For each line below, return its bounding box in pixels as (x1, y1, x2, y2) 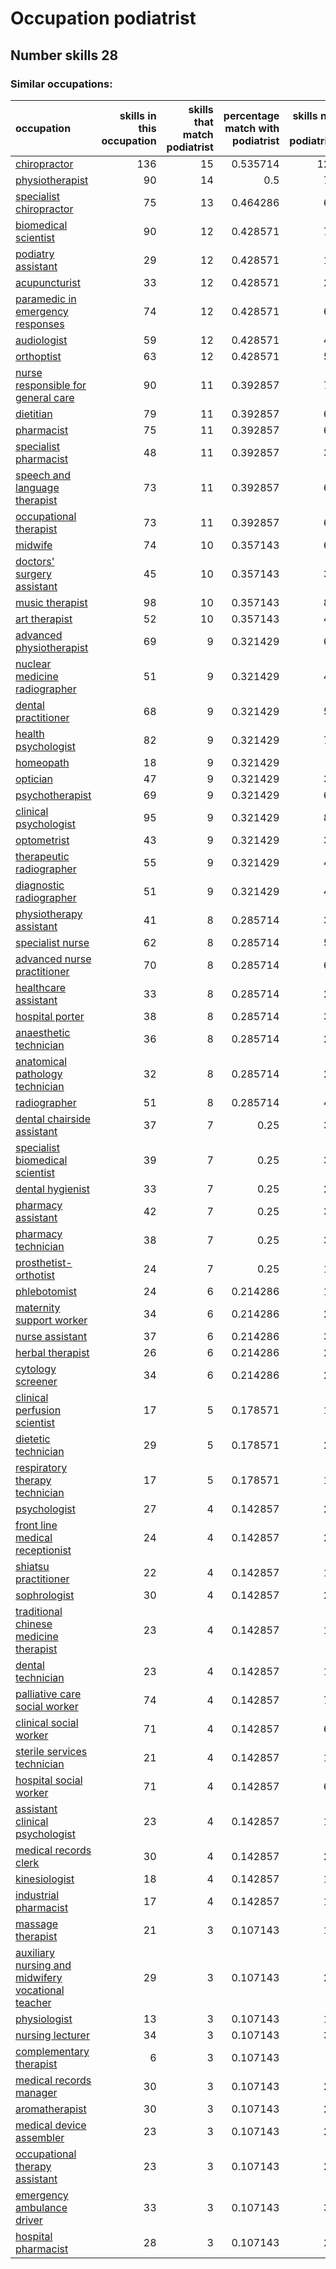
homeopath (15, 755, 70, 769)
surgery (15, 567, 53, 581)
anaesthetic (15, 1025, 71, 1039)
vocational (15, 1983, 65, 1997)
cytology (15, 1362, 57, 1376)
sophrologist (15, 1588, 75, 1602)
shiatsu (15, 1559, 50, 1573)
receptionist (15, 1543, 72, 1557)
